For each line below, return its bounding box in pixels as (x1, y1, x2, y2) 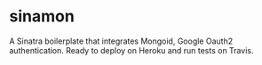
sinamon (9, 6, 75, 27)
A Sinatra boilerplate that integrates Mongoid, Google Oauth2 (9, 36, 234, 46)
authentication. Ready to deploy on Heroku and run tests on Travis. (9, 45, 254, 55)
